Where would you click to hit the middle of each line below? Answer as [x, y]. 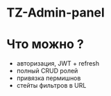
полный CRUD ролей [47, 71]
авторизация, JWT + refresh [58, 64]
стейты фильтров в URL [51, 86]
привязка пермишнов [49, 78]
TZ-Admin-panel [55, 13]
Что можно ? [45, 45]
